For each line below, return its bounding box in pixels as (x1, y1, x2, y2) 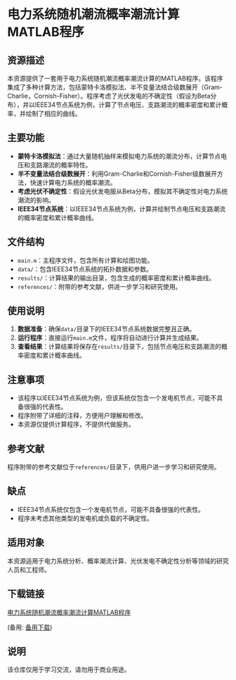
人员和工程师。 (7, 565, 51, 574)
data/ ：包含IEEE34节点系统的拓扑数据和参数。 (17, 264, 153, 273)
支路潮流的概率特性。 (29, 160, 92, 169)
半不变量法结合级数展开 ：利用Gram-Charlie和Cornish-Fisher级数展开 (17, 169, 218, 178)
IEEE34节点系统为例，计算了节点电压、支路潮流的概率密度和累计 (34, 101, 222, 109)
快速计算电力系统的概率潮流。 (29, 178, 117, 186)
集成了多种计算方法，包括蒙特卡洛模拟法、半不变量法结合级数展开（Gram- (7, 83, 223, 91)
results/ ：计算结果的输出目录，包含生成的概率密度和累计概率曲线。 (17, 274, 216, 282)
